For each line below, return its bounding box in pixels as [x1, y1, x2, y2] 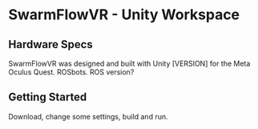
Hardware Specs [8, 38, 94, 51]
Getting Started [8, 91, 87, 104]
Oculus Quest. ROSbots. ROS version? [8, 67, 135, 77]
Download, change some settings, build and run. [8, 111, 168, 121]
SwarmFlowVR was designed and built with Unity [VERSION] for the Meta [8, 58, 251, 68]
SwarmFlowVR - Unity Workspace [8, 6, 240, 24]
